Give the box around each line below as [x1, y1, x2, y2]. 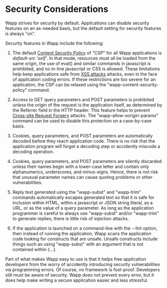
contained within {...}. [12, 246, 57, 252]
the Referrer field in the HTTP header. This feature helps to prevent [12, 107, 151, 113]
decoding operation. [12, 148, 54, 154]
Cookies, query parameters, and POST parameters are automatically [12, 133, 153, 139]
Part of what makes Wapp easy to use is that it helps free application [5, 256, 146, 262]
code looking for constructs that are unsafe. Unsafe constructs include [12, 236, 158, 242]
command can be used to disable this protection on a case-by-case [12, 118, 152, 124]
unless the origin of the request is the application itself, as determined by [12, 102, 163, 108]
